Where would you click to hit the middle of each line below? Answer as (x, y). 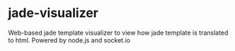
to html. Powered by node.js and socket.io (69, 40)
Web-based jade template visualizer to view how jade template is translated (118, 33)
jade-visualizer (53, 13)
